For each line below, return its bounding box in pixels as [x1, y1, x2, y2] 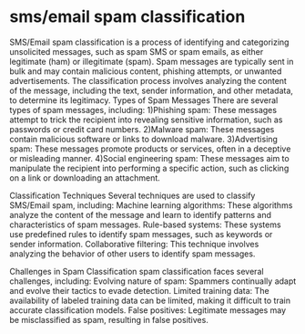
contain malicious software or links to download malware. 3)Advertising [9, 133, 278, 144]
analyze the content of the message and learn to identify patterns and [9, 209, 271, 220]
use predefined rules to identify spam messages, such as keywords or [9, 228, 273, 239]
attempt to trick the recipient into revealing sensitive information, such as [9, 114, 283, 125]
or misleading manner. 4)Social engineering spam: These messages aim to [9, 152, 290, 163]
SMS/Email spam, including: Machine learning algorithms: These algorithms [9, 199, 293, 211]
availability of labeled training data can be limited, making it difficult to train [9, 295, 291, 306]
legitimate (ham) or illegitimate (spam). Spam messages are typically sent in [9, 56, 294, 67]
